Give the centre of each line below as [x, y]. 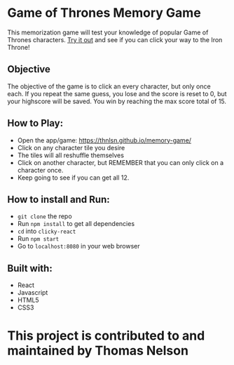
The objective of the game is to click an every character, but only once [109, 86]
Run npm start [38, 239]
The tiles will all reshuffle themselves [71, 155]
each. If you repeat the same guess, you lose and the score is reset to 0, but [117, 93]
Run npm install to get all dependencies [76, 224]
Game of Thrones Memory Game [104, 13]
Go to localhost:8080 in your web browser [78, 246]
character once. [40, 170]
